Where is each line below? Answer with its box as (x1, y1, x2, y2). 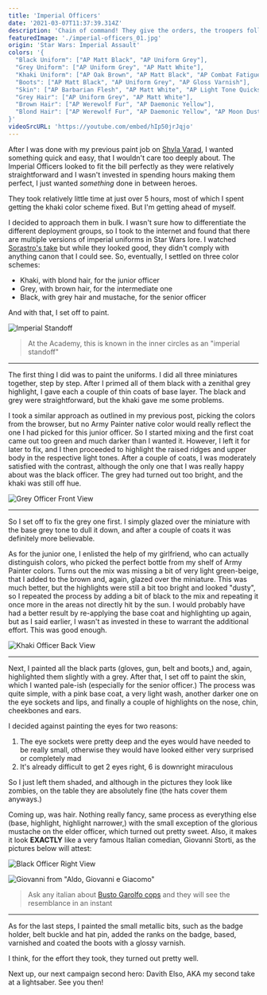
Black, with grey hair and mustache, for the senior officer (19, 292, 207, 302)
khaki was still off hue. (8, 478, 82, 488)
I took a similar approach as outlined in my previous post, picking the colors (8, 411, 256, 420)
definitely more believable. (8, 533, 95, 543)
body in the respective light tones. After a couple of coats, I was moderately (8, 453, 257, 462)
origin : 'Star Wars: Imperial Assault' (8, 41, 141, 49)
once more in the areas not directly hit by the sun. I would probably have (8, 599, 246, 609)
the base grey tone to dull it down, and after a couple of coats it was (8, 525, 232, 534)
